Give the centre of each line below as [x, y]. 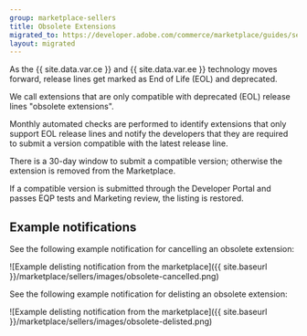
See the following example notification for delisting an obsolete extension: [148, 294]
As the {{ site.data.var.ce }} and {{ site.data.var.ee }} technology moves [143, 69]
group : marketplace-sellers [63, 18]
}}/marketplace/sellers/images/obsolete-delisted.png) [111, 321]
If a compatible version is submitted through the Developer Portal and [140, 189]
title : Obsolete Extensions [63, 26]
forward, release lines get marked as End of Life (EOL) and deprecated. [143, 79]
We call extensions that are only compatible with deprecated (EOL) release [150, 97]
